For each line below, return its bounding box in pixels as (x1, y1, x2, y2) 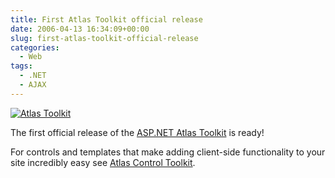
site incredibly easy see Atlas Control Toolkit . (10, 156, 196, 168)
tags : (10, 61, 33, 71)
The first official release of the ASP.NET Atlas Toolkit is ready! (10, 126, 265, 138)
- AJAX (19, 80, 47, 90)
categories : (10, 42, 60, 53)
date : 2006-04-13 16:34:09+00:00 (10, 24, 150, 34)
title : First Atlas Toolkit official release (10, 14, 203, 25)
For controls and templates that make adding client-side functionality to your (10, 146, 326, 158)
